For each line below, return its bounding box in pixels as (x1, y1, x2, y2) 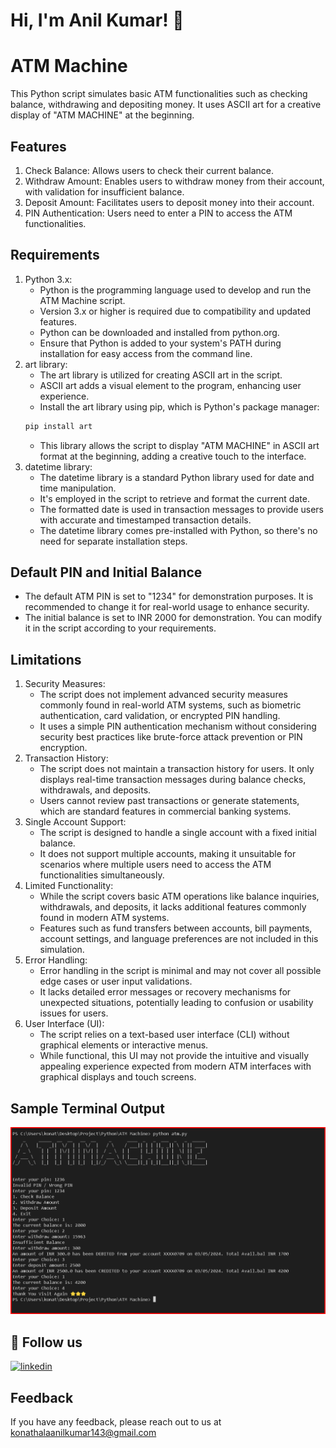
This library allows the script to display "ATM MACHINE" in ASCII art (39, 439, 320, 451)
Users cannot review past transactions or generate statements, (39, 795, 300, 807)
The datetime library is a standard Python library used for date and (39, 471, 315, 483)
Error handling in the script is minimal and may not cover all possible (39, 965, 322, 977)
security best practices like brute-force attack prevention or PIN (39, 731, 303, 743)
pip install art (24, 421, 93, 431)
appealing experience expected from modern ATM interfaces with (39, 1060, 312, 1073)
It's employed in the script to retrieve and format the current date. (39, 492, 310, 504)
